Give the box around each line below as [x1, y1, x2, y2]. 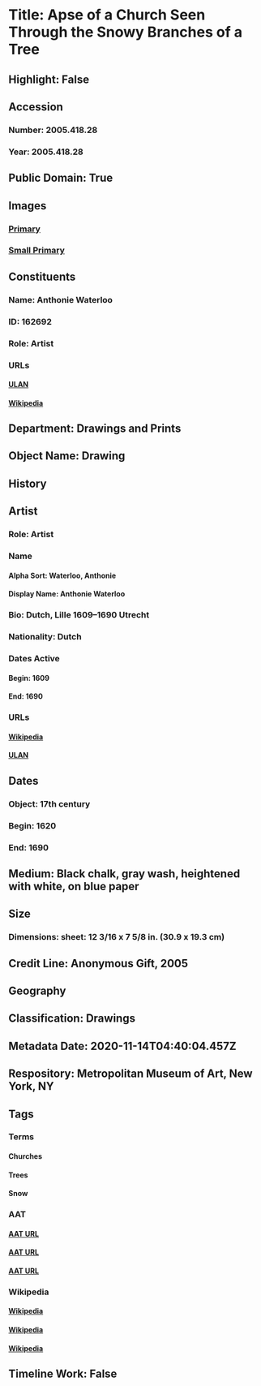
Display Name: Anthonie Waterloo [8, 589, 126, 599]
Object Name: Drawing [8, 449, 126, 463]
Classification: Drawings [8, 1012, 136, 1026]
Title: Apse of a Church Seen [8, 6, 206, 24]
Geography [8, 984, 66, 997]
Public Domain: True [8, 171, 113, 185]
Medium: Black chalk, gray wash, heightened [8, 867, 241, 880]
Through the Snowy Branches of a [8, 23, 243, 41]
